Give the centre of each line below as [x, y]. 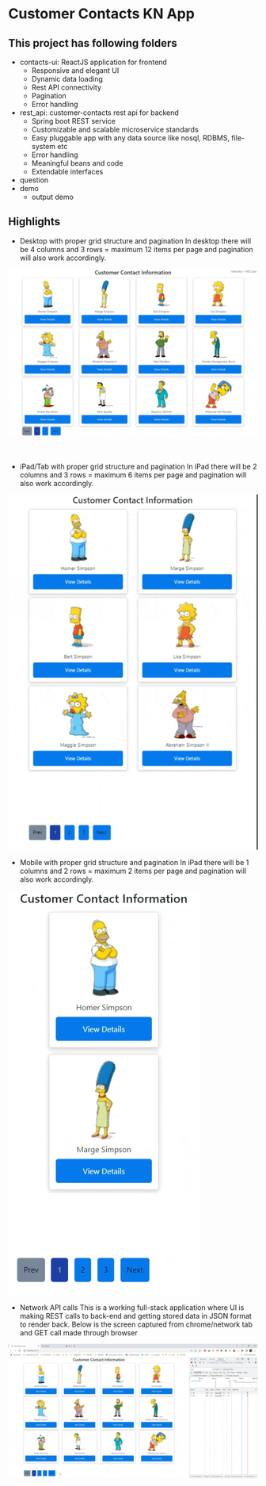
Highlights [34, 222]
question [34, 180]
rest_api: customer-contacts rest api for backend [99, 113]
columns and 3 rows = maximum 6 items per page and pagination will [133, 475]
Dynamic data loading [67, 79]
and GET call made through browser [79, 1332]
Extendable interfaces [67, 172]
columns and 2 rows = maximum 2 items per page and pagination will [133, 871]
